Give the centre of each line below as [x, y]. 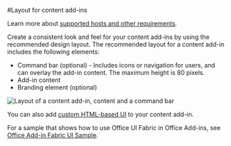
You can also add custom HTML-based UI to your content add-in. [101, 114]
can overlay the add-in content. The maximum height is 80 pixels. [111, 73]
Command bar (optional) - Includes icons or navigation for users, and [116, 65]
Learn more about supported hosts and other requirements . [92, 23]
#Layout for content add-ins [48, 10]
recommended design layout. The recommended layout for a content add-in [116, 44]
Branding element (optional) [57, 87]
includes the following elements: [53, 52]
